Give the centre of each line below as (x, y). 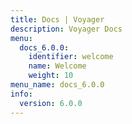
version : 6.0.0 (51, 103)
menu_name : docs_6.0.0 (57, 85)
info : (21, 94)
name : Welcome (57, 66)
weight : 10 (51, 76)
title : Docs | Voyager (57, 19)
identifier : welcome (71, 57)
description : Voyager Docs (66, 29)
